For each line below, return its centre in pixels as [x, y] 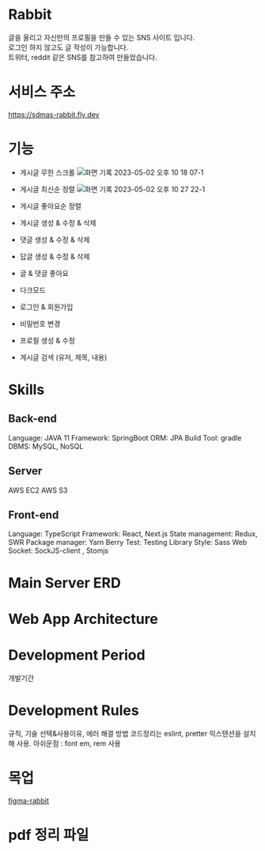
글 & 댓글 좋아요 [44, 273]
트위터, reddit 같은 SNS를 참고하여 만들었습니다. [83, 57]
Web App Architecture [83, 619]
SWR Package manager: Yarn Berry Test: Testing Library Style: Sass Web [128, 543]
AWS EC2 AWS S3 [38, 490]
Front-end [34, 515]
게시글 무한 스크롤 [47, 172]
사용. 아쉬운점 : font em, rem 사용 [68, 743]
